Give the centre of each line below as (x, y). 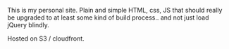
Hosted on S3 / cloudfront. (46, 38)
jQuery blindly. (28, 25)
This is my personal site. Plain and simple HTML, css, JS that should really (115, 10)
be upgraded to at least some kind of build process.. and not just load (108, 17)
